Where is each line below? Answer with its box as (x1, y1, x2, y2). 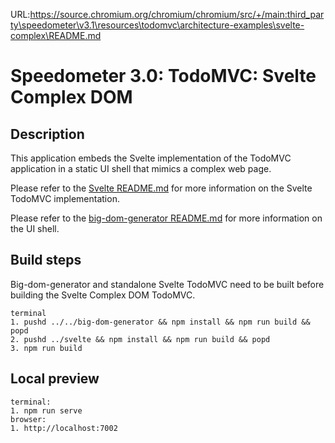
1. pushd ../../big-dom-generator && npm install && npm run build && (10, 317, 311, 327)
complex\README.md (10, 30, 102, 41)
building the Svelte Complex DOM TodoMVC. (10, 289, 196, 301)
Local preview (10, 370, 100, 388)
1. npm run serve (10, 405, 83, 416)
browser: (10, 414, 47, 424)
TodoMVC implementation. (10, 193, 120, 204)
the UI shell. (10, 223, 60, 234)
